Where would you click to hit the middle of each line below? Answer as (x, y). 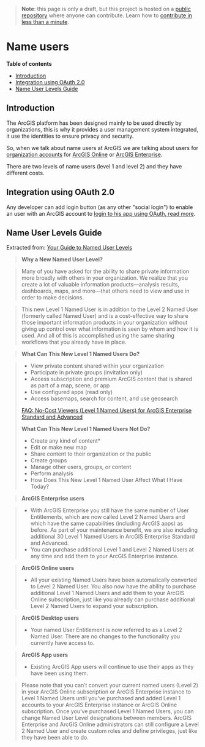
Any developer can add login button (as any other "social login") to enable (100, 207)
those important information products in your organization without (104, 323)
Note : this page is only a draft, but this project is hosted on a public (106, 9)
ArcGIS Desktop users (50, 618)
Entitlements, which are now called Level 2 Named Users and (108, 517)
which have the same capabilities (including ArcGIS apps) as (107, 524)
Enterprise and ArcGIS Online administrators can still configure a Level (110, 724)
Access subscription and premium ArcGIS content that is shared (111, 379)
